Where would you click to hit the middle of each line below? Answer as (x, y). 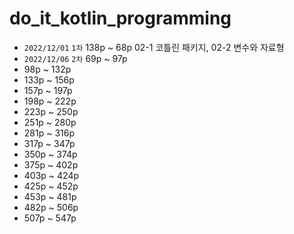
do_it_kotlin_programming (120, 18)
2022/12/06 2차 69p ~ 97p (75, 58)
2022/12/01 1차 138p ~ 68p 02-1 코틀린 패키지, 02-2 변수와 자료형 (154, 47)
